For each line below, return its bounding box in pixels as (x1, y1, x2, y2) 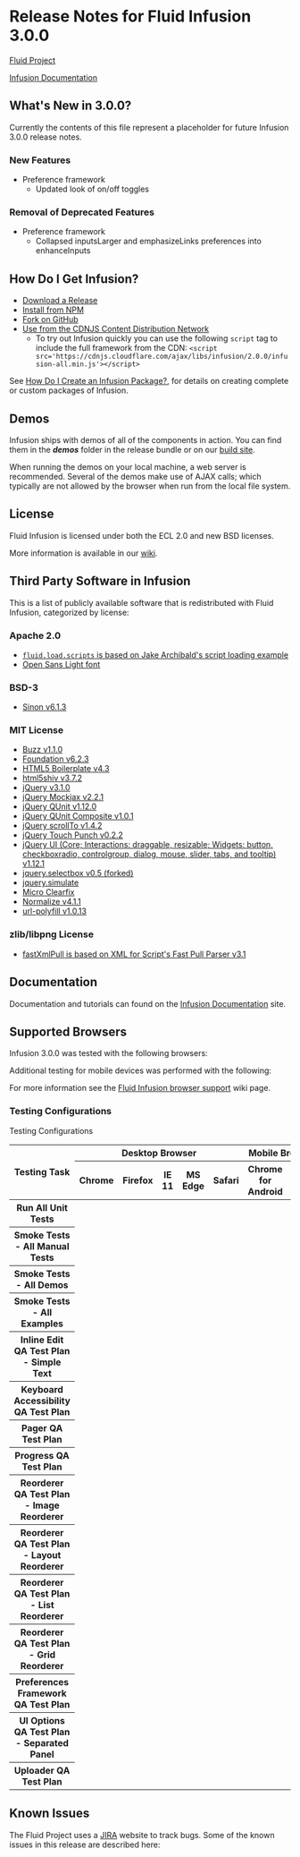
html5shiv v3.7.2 (21, 772, 83, 784)
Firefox (122, 1174, 154, 1187)
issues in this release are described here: (9, 1839, 161, 1850)
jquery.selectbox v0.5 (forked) (21, 868, 134, 879)
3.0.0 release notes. (9, 132, 82, 142)
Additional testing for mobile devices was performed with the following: (9, 1065, 272, 1076)
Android (247, 1185, 283, 1197)
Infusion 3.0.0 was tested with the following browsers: (9, 1048, 208, 1059)
